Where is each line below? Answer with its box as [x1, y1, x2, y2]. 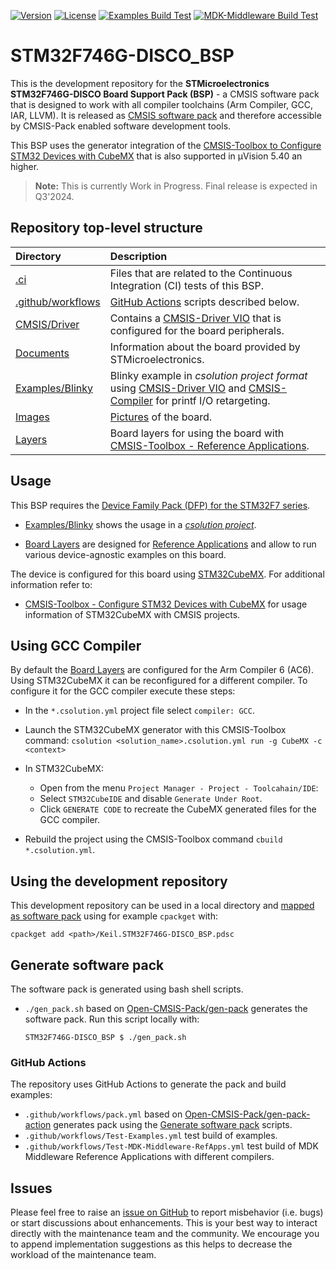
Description [109, 249, 168, 263]
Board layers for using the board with [109, 426, 285, 440]
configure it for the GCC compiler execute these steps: [10, 685, 236, 697]
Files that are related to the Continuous [109, 266, 293, 280]
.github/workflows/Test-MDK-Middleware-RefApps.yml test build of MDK [24, 1140, 319, 1152]
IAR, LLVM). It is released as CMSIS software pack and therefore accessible [10, 109, 322, 121]
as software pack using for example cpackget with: [10, 910, 218, 922]
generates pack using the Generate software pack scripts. [53, 1119, 293, 1131]
